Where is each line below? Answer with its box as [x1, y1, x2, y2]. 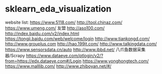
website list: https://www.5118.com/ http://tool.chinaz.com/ [5, 19, 123, 25]
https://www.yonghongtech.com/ [82, 58, 149, 64]
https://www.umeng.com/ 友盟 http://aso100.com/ [5, 25, 105, 31]
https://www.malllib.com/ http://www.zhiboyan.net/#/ [5, 63, 112, 69]
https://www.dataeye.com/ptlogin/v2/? [26, 52, 103, 59]
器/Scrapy [5, 52, 25, 59]
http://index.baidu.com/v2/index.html [5, 30, 80, 36]
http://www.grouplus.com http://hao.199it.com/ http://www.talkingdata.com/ [5, 41, 157, 46]
